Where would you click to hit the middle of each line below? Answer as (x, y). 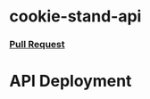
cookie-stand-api (75, 16)
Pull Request (37, 45)
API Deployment (71, 81)
